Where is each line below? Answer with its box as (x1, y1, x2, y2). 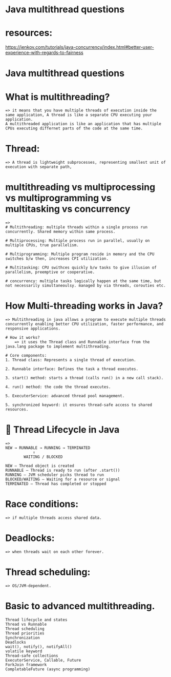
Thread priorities (5, 630, 45, 636)
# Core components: (5, 353, 47, 358)
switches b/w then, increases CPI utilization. (5, 256, 109, 261)
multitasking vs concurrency (5, 203, 131, 215)
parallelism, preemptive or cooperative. (5, 269, 95, 275)
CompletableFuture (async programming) (5, 666, 91, 672)
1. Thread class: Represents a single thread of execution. (5, 358, 137, 363)
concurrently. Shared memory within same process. (5, 229, 116, 235)
